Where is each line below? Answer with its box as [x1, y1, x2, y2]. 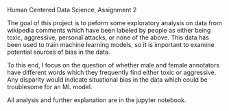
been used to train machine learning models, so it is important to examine [7, 41, 215, 48]
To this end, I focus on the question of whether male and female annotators [7, 61, 220, 69]
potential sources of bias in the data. [7, 48, 110, 56]
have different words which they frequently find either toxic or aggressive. [7, 68, 217, 76]
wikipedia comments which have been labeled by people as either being [7, 27, 211, 34]
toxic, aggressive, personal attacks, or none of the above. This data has [7, 33, 209, 42]
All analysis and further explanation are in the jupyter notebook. [7, 96, 186, 104]
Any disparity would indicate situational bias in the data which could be [7, 76, 208, 84]
